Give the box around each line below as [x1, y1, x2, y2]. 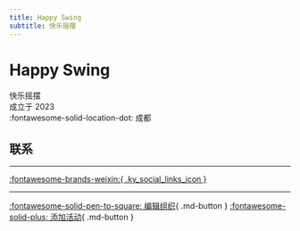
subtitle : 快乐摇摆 [9, 21, 77, 30]
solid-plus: [9, 211, 49, 223]
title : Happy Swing [9, 12, 82, 22]
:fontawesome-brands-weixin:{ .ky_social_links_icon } [9, 174, 207, 185]
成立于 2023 [9, 102, 55, 112]
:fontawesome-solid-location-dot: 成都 [9, 112, 152, 123]
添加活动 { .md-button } [50, 211, 134, 223]
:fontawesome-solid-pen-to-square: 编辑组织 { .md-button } [9, 201, 229, 211]
